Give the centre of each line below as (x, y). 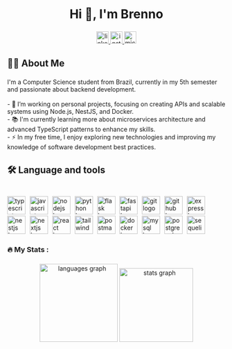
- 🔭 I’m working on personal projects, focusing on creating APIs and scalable (116, 104)
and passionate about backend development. (72, 90)
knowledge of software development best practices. (82, 147)
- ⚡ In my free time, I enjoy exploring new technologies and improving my (111, 137)
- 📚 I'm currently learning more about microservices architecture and (106, 119)
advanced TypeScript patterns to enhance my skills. (81, 129)
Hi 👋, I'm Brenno (116, 14)
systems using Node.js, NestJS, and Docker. (70, 112)
